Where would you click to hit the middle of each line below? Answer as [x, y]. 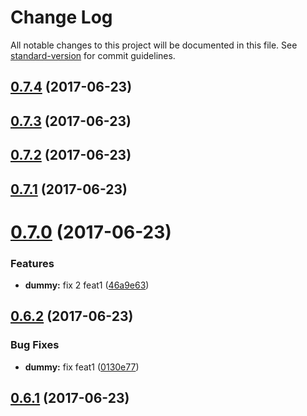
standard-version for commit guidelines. [93, 55]
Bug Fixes [35, 345]
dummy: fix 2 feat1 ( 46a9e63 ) [87, 285]
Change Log [61, 17]
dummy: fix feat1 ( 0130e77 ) [82, 367]
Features [32, 263]
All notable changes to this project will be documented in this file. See [154, 45]
